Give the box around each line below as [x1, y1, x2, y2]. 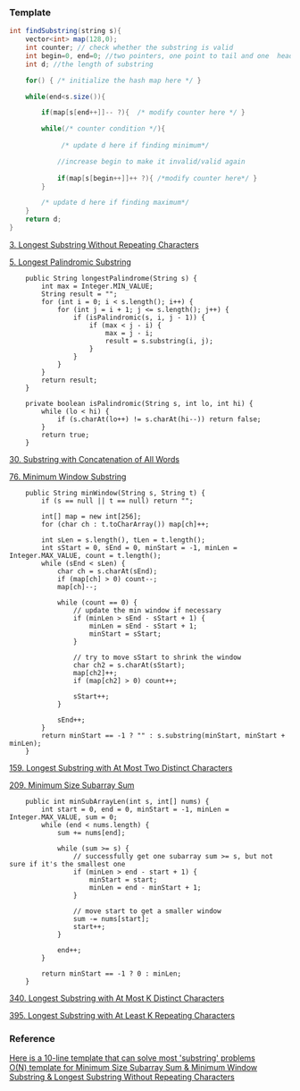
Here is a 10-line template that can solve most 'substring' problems [9, 1053, 256, 1063]
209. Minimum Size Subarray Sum [9, 780, 135, 791]
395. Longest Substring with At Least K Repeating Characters [9, 1010, 235, 1020]
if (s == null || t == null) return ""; [41, 496, 194, 505]
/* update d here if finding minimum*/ [61, 141, 210, 150]
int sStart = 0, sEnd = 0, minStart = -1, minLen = [41, 543, 238, 552]
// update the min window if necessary [72, 605, 221, 614]
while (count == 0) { [56, 597, 138, 607]
